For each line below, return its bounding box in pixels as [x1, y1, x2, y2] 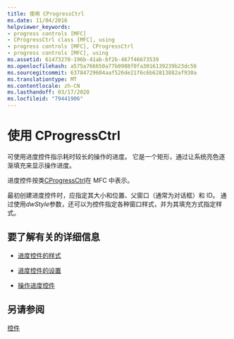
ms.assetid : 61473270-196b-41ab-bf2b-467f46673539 [7, 56, 159, 63]
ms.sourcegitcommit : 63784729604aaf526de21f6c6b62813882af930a [7, 69, 197, 76]
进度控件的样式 [17, 251, 61, 260]
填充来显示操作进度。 [13, 161, 75, 169]
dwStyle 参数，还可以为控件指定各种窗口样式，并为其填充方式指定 [25, 200, 216, 208]
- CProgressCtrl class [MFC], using [7, 37, 115, 44]
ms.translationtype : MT [7, 75, 78, 83]
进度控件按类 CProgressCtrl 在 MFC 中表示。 [7, 176, 134, 184]
